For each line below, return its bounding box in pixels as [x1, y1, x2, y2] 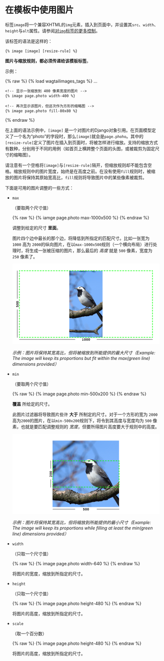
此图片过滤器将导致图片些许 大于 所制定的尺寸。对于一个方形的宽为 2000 [12, 411, 158, 417]
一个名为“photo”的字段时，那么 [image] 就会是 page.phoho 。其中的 [13, 133, 143, 139]
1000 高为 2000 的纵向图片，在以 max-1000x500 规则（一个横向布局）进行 [12, 241, 153, 247]
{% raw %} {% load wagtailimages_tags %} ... [5, 78, 98, 84]
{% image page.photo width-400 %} [5, 93, 76, 98]
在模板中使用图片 [5, 4, 74, 16]
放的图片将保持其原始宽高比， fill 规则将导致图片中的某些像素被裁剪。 [5, 174, 147, 180]
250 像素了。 [12, 253, 38, 259]
